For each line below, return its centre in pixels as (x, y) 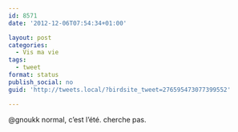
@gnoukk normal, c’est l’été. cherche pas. (77, 119)
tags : (17, 60)
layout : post (30, 38)
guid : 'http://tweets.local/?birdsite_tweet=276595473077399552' (119, 90)
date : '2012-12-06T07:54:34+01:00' (68, 23)
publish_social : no (41, 82)
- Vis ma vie (37, 53)
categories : (28, 45)
